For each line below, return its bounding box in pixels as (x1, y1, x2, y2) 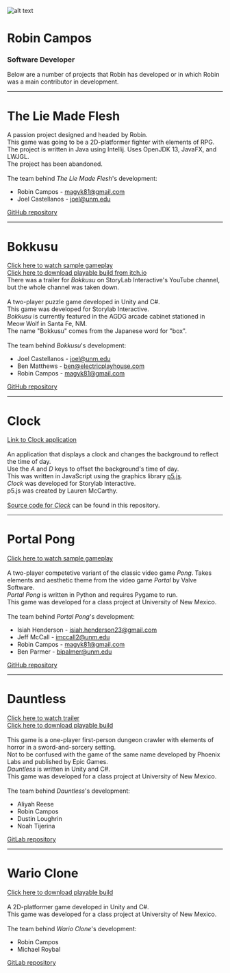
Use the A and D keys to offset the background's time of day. (7, 465, 179, 473)
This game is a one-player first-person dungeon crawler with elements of (7, 736, 214, 744)
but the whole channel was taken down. (7, 283, 120, 291)
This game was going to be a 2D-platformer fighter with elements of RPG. (7, 138, 215, 147)
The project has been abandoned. (7, 160, 103, 168)
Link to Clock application (7, 436, 77, 444)
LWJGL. (7, 153, 29, 161)
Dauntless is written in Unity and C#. (7, 765, 111, 774)
